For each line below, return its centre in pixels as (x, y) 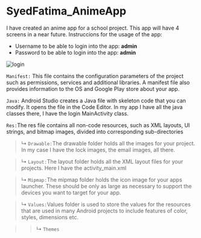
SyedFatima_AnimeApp (66, 11)
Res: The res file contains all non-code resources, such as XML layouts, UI (98, 125)
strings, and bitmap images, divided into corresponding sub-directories (95, 131)
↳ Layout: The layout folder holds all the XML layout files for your (102, 161)
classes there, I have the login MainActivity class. (67, 113)
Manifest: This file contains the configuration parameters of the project (95, 76)
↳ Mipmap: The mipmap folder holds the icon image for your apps (101, 179)
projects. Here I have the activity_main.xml (74, 168)
